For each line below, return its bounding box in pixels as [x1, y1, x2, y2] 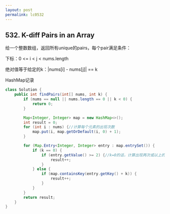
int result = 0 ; [23, 120, 58, 125]
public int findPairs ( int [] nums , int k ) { [14, 92, 108, 97]
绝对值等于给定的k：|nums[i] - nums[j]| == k [5, 66, 98, 72]
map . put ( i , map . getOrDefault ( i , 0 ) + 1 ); [32, 130, 121, 135]
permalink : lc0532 [5, 12, 44, 17]
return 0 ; [32, 101, 53, 106]
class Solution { [5, 87, 42, 93]
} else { [32, 166, 51, 172]
